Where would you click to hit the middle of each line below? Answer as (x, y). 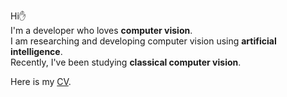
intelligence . (36, 51)
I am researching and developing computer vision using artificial (143, 41)
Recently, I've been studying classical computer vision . (126, 62)
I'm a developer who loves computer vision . (101, 30)
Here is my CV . (41, 81)
